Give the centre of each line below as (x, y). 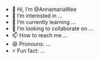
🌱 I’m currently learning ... (44, 22)
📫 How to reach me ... (40, 35)
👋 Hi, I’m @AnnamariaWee (44, 9)
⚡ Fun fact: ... (28, 51)
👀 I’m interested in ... (37, 16)
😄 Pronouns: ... (31, 44)
